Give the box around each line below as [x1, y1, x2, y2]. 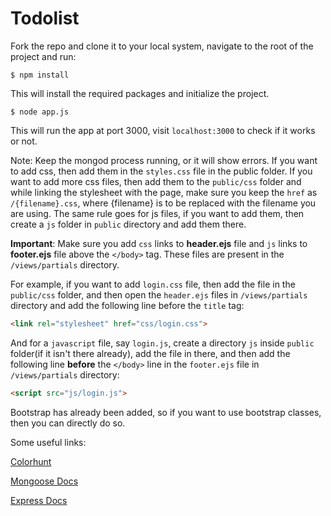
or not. [10, 135, 38, 147]
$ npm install [10, 70, 70, 80]
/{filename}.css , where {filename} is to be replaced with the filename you [10, 197, 317, 209]
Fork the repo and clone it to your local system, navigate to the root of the [10, 40, 314, 52]
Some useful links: [10, 436, 87, 448]
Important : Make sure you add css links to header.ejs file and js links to [10, 237, 308, 249]
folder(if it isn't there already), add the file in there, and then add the [10, 347, 291, 359]
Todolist [10, 7, 80, 30]
